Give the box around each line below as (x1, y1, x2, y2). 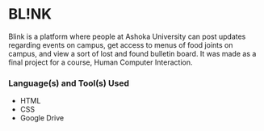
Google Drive (19, 113, 65, 123)
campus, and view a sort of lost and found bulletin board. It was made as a (8, 49, 257, 58)
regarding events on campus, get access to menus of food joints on (8, 40, 233, 49)
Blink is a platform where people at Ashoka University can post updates (8, 32, 246, 41)
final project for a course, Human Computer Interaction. (8, 57, 193, 67)
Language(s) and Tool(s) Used (8, 78, 129, 89)
